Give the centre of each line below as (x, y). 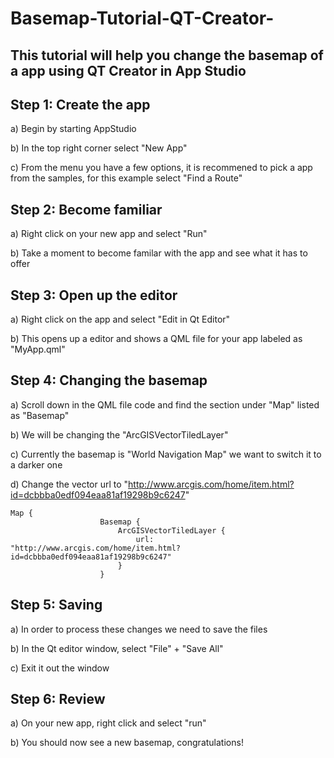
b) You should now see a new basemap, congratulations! (127, 743)
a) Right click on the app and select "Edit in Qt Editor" (120, 319)
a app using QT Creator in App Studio (128, 70)
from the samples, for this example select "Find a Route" (126, 178)
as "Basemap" (40, 415)
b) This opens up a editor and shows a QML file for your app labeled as (156, 339)
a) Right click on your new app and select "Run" (109, 234)
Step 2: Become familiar (86, 209)
